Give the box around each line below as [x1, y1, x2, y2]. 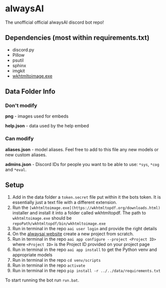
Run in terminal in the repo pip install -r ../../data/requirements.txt [12, 267, 161, 273]
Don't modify [5, 102, 38, 109]
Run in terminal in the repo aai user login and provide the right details [12, 225, 157, 231]
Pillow [12, 52, 25, 58]
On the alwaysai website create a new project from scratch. [12, 231, 134, 237]
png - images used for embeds [5, 113, 69, 119]
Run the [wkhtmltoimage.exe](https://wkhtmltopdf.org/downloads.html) [12, 205, 161, 210]
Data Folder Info [5, 87, 55, 96]
